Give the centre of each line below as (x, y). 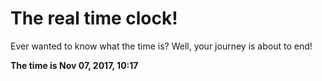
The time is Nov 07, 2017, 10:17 (74, 65)
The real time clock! (94, 18)
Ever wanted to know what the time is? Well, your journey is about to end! (161, 46)
